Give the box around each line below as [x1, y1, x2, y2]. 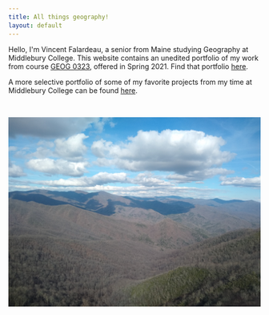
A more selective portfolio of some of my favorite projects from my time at [8, 77, 252, 87]
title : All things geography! [8, 13, 110, 21]
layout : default [8, 21, 62, 30]
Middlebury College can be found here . [8, 85, 138, 95]
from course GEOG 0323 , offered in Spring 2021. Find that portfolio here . [8, 61, 248, 71]
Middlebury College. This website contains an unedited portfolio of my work [8, 53, 259, 63]
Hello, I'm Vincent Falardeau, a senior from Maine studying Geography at [8, 44, 249, 54]
